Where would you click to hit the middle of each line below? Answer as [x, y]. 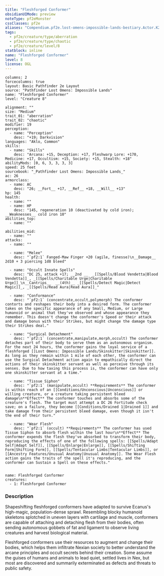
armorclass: [17, 180]
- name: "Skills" [27, 150]
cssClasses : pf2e [23, 23]
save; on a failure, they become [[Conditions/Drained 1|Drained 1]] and [82, 407]
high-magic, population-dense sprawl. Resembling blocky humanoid [74, 512]
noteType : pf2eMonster [28, 19]
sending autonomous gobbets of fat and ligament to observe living [72, 528]
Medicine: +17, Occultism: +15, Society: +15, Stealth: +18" [69, 159]
